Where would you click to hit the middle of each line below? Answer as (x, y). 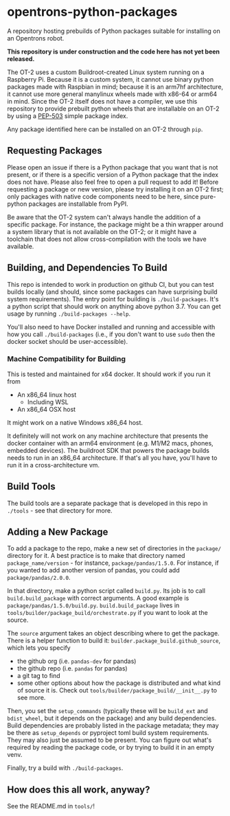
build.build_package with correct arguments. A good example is (98, 598)
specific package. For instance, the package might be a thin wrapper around (115, 224)
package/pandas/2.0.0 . (39, 578)
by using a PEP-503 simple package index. (68, 116)
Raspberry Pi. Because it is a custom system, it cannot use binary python (111, 79)
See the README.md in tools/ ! (51, 806)
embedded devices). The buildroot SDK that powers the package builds (108, 450)
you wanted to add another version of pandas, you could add (93, 570)
